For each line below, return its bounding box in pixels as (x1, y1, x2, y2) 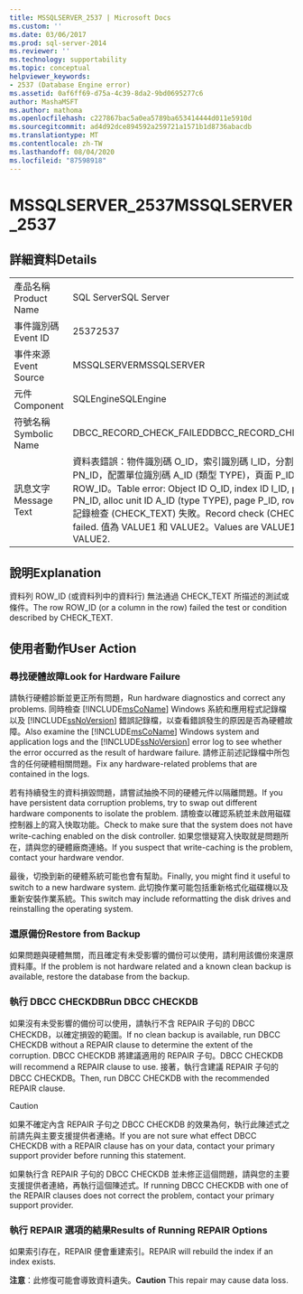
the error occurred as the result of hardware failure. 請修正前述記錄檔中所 (9, 747, 282, 758)
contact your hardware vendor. (9, 852, 124, 862)
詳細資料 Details (9, 252, 97, 267)
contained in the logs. (9, 768, 90, 779)
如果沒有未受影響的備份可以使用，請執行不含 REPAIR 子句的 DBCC (9, 1018, 255, 1029)
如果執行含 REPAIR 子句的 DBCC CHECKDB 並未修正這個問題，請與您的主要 (9, 1168, 290, 1179)
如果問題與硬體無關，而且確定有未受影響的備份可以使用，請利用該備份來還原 (9, 950, 294, 961)
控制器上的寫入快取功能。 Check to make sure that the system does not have (9, 819, 293, 830)
